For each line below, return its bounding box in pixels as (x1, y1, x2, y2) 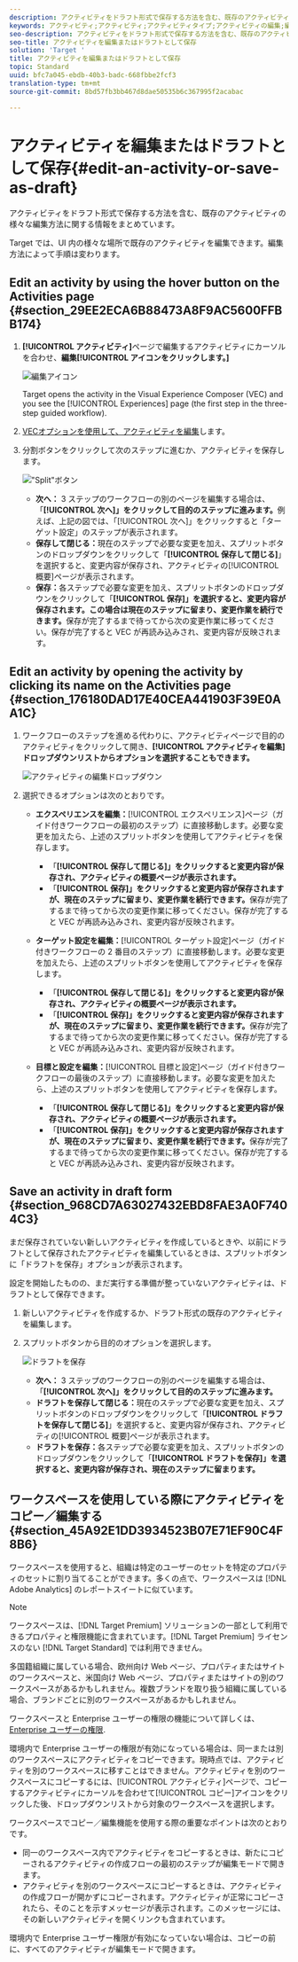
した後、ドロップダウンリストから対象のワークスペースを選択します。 (24, 1798, 279, 1809)
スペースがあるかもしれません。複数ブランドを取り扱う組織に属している (24, 1683, 288, 1693)
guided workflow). (40, 408, 107, 418)
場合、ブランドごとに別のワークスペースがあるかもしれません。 (9, 1694, 241, 1705)
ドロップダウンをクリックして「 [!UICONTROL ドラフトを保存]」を (35, 1452, 279, 1463)
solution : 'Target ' (9, 46, 86, 55)
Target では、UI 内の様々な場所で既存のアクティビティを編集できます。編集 (9, 238, 284, 248)
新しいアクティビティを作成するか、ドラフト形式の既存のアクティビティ (21, 1307, 284, 1317)
